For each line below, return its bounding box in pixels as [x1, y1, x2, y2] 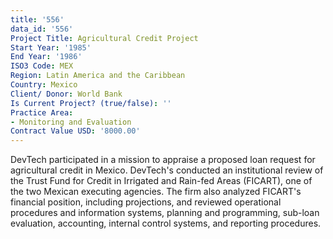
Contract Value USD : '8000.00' [10, 126, 141, 136]
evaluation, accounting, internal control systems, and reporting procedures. [10, 217, 322, 230]
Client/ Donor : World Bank [10, 89, 123, 99]
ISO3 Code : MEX [10, 61, 74, 71]
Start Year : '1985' [10, 42, 92, 53]
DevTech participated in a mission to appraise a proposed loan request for [10, 154, 316, 166]
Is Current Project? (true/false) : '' [10, 98, 172, 108]
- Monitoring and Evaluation [10, 117, 132, 127]
